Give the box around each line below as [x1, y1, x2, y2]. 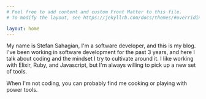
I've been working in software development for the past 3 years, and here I [6, 49, 195, 56]
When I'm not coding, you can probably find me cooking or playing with [6, 80, 188, 87]
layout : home [6, 26, 40, 32]
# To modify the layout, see [6, 15, 81, 21]
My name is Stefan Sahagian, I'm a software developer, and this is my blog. [6, 42, 196, 49]
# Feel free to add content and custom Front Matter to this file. [6, 9, 183, 15]
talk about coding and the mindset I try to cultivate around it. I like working [6, 55, 194, 63]
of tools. [6, 68, 28, 75]
